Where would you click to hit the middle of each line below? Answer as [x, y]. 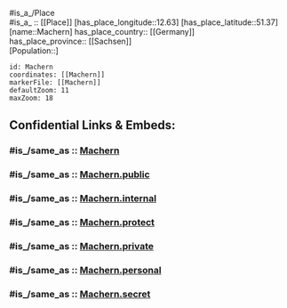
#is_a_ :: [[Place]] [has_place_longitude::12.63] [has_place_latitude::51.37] [143, 22]
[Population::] [34, 51]
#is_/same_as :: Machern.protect [82, 223]
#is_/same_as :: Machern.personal [85, 270]
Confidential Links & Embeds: [92, 125]
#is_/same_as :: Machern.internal [83, 199]
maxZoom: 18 [31, 98]
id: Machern [31, 67]
